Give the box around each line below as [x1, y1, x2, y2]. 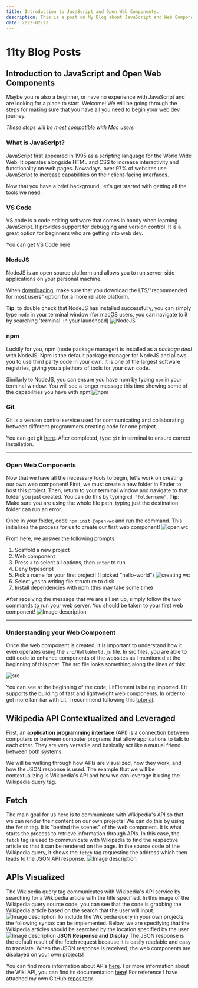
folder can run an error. [6, 506, 63, 513]
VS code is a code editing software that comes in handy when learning [6, 217, 178, 224]
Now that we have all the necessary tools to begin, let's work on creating [6, 474, 183, 482]
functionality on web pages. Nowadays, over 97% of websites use [6, 164, 167, 172]
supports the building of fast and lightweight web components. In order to [6, 690, 186, 697]
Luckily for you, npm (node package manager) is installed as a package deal [6, 346, 192, 353]
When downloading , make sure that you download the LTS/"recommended [6, 287, 187, 294]
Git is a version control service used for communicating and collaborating [6, 416, 184, 424]
